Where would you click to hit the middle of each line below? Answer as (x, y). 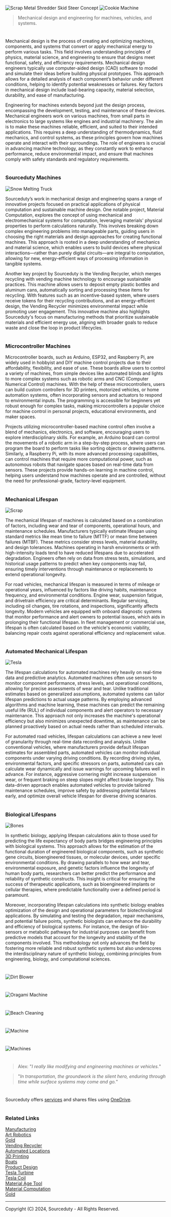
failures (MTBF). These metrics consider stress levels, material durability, (82, 542)
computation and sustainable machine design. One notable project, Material (85, 210)
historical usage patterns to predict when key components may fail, (76, 563)
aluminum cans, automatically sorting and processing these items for (78, 290)
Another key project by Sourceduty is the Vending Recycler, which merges (83, 273)
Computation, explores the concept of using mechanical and (69, 215)
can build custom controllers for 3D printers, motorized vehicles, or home (82, 390)
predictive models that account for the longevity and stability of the (76, 937)
